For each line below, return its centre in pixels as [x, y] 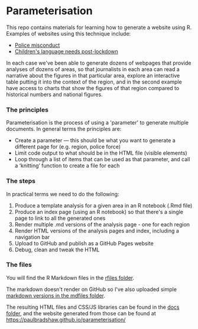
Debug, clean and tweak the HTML [57, 250]
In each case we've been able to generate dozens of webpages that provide [99, 63]
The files [19, 265]
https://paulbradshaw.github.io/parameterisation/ [66, 320]
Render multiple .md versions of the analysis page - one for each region [102, 224]
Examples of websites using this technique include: [69, 33]
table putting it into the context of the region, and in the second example [94, 82]
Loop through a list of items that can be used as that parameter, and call [102, 159]
